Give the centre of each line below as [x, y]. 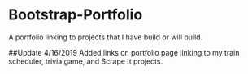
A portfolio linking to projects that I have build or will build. [106, 37]
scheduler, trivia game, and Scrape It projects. [86, 61]
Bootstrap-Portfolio [76, 15]
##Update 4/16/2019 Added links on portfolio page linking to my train [124, 52]
